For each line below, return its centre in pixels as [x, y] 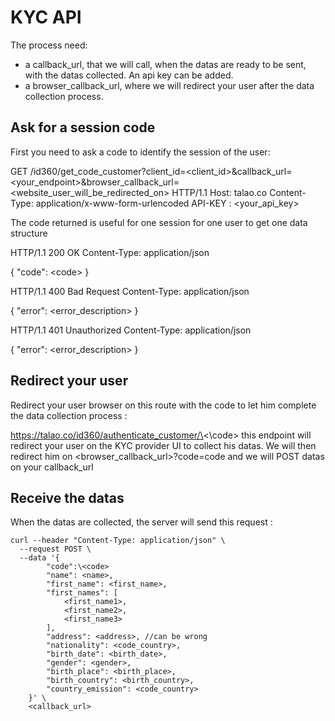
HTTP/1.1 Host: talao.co [219, 192]
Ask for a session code [83, 127]
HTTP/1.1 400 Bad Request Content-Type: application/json [130, 291]
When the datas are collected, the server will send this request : [141, 522]
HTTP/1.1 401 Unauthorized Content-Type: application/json [131, 330]
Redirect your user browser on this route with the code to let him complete [163, 405]
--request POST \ [55, 549]
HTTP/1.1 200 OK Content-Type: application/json [110, 252]
